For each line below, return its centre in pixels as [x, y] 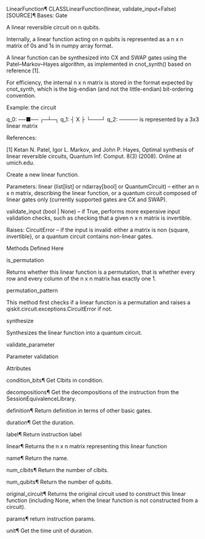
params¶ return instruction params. [51, 519]
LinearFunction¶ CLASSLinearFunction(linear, [64, 9]
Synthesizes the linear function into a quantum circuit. [74, 333]
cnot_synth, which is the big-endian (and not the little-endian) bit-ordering [100, 89]
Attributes [19, 368]
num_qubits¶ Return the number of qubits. [60, 482]
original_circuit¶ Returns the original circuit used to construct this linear [96, 494]
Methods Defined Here [35, 248]
